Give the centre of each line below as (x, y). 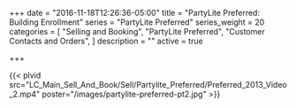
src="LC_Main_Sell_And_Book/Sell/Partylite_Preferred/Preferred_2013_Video (148, 85)
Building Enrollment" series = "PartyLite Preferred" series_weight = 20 (137, 22)
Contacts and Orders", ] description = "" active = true (106, 41)
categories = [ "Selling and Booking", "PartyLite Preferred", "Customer (137, 31)
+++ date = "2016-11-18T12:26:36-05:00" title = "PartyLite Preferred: (135, 13)
